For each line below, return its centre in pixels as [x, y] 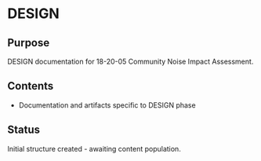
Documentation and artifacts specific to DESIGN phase [107, 105]
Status [24, 130]
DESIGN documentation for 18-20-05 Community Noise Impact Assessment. [130, 61]
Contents [31, 86]
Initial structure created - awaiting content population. [94, 148]
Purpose [29, 43]
